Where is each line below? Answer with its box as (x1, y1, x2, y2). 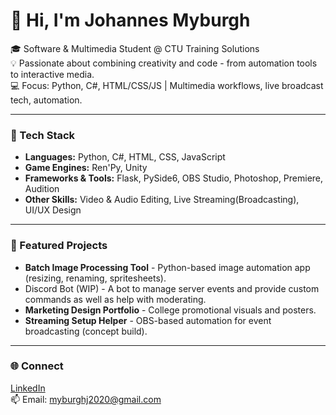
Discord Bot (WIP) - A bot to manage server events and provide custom (24, 282, 320, 294)
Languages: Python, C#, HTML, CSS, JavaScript (24, 151, 226, 163)
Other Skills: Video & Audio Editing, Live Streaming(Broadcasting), (24, 194, 300, 206)
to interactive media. (10, 68, 95, 80)
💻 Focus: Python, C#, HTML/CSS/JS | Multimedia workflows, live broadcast (10, 79, 324, 91)
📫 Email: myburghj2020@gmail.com (10, 393, 162, 405)
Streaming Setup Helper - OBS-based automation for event (24, 314, 272, 326)
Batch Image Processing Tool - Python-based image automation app (24, 261, 311, 273)
